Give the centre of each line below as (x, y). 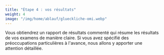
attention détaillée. (24, 48)
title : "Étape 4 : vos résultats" (41, 10)
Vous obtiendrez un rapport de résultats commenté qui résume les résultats (82, 33)
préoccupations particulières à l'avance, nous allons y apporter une (74, 43)
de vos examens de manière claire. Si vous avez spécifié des (67, 38)
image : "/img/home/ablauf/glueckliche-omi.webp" (56, 19)
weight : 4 (15, 14)
